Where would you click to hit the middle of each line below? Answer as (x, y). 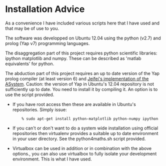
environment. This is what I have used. (52, 159)
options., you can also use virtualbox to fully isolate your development (84, 153)
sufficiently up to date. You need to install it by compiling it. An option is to (81, 89)
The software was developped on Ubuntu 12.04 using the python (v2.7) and (83, 38)
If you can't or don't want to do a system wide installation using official (85, 128)
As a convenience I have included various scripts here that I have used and (82, 23)
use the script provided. (30, 94)
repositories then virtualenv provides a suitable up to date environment (85, 133)
